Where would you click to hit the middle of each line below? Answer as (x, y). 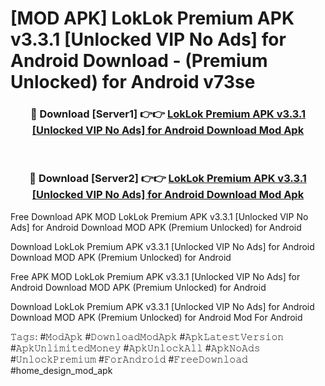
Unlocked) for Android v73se (133, 82)
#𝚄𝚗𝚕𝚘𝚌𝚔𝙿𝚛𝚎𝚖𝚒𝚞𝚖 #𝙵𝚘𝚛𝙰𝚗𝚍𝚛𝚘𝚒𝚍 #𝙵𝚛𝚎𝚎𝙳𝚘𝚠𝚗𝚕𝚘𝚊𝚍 (129, 359)
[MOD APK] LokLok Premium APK (152, 18)
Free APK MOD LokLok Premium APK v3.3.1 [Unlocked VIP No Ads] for (155, 276)
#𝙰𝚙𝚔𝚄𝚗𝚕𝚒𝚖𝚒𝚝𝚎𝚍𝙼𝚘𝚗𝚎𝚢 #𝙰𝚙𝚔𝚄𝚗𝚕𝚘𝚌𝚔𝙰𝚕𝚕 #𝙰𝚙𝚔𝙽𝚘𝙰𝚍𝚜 (135, 348)
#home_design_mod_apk (61, 370)
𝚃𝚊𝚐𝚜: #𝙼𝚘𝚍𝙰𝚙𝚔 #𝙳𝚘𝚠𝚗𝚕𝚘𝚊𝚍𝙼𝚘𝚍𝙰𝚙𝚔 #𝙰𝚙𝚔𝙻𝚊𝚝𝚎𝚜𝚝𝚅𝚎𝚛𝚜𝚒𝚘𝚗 (147, 336)
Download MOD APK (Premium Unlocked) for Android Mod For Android (156, 317)
